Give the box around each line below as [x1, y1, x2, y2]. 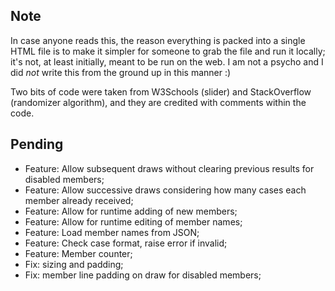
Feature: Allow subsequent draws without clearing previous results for [24, 162, 315, 174]
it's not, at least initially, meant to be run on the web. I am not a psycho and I [10, 55, 324, 68]
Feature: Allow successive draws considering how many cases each [24, 184, 307, 196]
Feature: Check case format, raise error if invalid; [24, 237, 228, 249]
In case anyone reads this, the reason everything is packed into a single [10, 34, 306, 46]
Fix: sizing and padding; [24, 258, 124, 270]
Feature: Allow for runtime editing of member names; [24, 215, 243, 228]
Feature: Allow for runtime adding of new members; [24, 205, 238, 217]
